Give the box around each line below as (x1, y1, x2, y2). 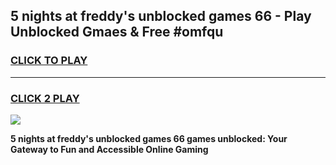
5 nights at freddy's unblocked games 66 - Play (10, 8, 312, 25)
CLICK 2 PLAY (10, 91, 80, 105)
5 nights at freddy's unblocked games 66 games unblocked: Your (10, 132, 288, 144)
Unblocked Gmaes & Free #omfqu (10, 24, 224, 41)
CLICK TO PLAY (10, 54, 88, 68)
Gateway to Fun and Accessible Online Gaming (10, 143, 209, 155)
